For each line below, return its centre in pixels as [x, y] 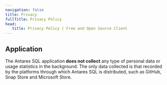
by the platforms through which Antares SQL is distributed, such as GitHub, [83, 71]
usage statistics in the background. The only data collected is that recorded [84, 66]
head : [11, 24]
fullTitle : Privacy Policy [34, 19]
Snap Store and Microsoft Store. [39, 77]
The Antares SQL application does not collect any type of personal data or [83, 61]
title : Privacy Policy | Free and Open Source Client [70, 29]
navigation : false [24, 10]
